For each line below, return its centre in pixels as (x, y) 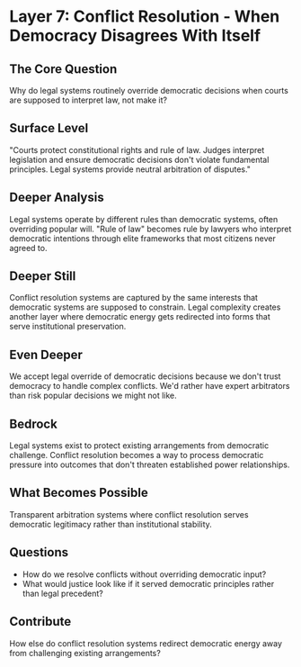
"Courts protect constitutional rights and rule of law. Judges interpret (137, 149)
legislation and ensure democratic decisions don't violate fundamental (139, 159)
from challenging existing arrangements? (85, 653)
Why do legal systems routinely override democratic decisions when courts (149, 90)
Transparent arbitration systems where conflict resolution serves (129, 514)
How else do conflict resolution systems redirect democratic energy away (146, 643)
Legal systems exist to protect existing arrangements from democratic (139, 446)
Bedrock (34, 424)
